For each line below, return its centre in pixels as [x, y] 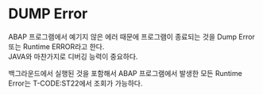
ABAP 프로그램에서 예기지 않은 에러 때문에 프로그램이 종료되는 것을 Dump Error [132, 36]
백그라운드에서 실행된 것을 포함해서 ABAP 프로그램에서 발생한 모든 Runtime [125, 73]
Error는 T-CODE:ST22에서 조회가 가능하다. [75, 83]
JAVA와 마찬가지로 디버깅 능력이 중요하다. [73, 56]
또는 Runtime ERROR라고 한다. [56, 46]
